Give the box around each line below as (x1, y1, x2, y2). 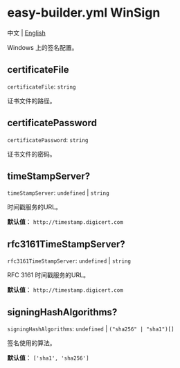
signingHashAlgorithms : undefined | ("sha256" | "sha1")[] (7, 324, 174, 333)
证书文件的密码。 (7, 150, 56, 158)
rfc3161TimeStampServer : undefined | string (7, 256, 132, 265)
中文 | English (7, 28, 46, 37)
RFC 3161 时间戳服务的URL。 (7, 271, 90, 279)
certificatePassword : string (7, 135, 89, 143)
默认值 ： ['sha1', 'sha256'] (7, 353, 89, 362)
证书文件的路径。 (7, 96, 56, 105)
